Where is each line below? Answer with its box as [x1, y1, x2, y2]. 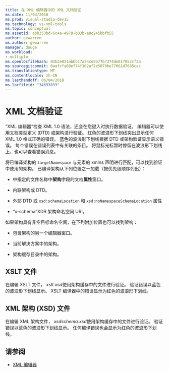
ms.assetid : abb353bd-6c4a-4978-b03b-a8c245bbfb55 [5, 31, 114, 36]
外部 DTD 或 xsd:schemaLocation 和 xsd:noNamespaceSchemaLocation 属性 [12, 198, 162, 204]
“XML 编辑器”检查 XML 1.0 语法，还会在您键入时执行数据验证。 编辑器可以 [5, 123, 160, 129]
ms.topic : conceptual [5, 26, 51, 31]
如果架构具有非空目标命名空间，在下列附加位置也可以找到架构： [5, 219, 138, 225]
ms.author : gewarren [5, 40, 49, 45]
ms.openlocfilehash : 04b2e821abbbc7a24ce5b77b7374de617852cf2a [5, 59, 141, 64]
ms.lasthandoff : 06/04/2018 [5, 78, 65, 83]
